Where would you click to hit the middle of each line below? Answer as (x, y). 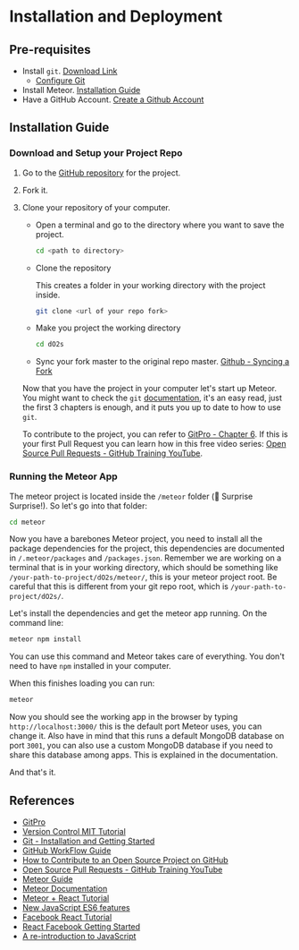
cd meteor (28, 522)
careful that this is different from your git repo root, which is (119, 586)
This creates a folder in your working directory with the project (150, 285)
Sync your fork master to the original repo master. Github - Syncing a (162, 362)
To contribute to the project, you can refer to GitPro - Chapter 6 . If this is (155, 434)
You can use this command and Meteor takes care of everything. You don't (147, 656)
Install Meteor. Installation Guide (81, 90)
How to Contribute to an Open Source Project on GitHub (125, 860)
